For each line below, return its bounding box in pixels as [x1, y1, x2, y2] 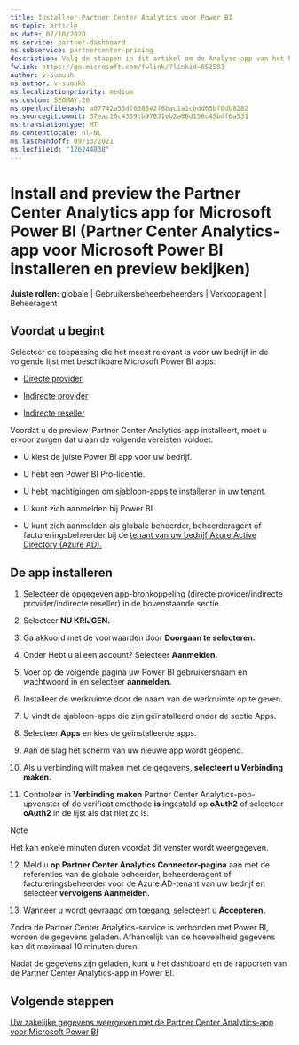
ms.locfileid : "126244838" [10, 145, 110, 154]
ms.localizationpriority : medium [10, 87, 134, 96]
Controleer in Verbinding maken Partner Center [22, 789, 199, 800]
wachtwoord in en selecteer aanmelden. [22, 677, 172, 687]
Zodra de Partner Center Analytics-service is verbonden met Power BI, [10, 922, 269, 933]
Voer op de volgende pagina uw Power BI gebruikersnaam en [22, 667, 248, 677]
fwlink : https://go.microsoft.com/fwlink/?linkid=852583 [10, 63, 225, 72]
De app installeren [10, 565, 114, 580]
